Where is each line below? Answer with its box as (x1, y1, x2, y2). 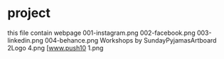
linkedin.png (7, 36, 44, 44)
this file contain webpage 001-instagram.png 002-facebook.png (7, 28, 196, 37)
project (7, 5, 51, 21)
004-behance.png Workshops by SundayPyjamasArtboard (45, 36, 217, 44)
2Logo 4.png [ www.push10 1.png (7, 43, 104, 52)
